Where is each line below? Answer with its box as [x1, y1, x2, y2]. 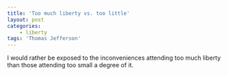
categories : [7, 22, 41, 29]
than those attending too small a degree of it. [7, 61, 134, 69]
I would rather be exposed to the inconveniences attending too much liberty [7, 54, 221, 62]
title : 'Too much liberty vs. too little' [7, 9, 130, 17]
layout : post [7, 16, 45, 23]
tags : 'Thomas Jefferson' [7, 35, 81, 42]
